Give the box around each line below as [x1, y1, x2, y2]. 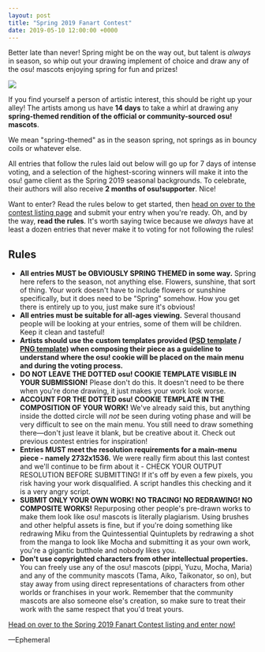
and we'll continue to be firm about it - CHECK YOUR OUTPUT [19, 462, 222, 471]
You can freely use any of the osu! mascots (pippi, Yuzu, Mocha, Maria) [19, 563, 252, 572]
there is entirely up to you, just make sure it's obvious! [19, 302, 196, 312]
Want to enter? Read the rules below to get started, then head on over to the [8, 199, 256, 209]
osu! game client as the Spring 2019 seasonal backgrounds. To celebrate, [8, 175, 247, 186]
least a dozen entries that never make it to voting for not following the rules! [8, 224, 254, 234]
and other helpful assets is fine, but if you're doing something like [19, 521, 233, 530]
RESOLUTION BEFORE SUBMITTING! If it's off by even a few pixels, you [19, 470, 253, 480]
